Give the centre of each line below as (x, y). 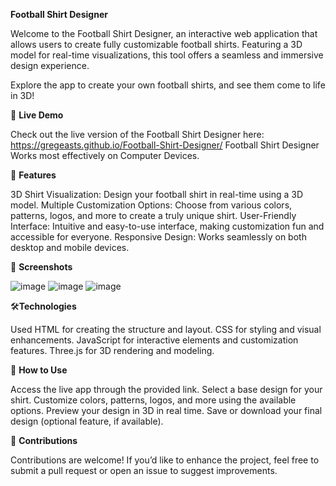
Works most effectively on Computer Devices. (105, 155)
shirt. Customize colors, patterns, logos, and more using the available (153, 400)
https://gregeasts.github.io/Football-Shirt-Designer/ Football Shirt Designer (165, 145)
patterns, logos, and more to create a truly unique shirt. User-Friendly (153, 215)
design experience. (50, 65)
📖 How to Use (39, 370)
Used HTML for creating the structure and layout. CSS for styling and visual (166, 329)
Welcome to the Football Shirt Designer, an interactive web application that (164, 33)
